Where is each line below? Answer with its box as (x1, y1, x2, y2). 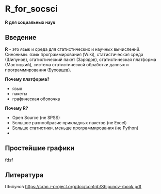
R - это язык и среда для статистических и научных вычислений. (5, 46, 141, 52)
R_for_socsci (5, 3, 58, 15)
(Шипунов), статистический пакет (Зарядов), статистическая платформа (5, 57, 157, 62)
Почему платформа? (5, 76, 50, 82)
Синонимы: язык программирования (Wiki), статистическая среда (5, 51, 144, 57)
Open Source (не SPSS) (12, 115, 60, 120)
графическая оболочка (12, 96, 60, 102)
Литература (5, 171, 44, 179)
